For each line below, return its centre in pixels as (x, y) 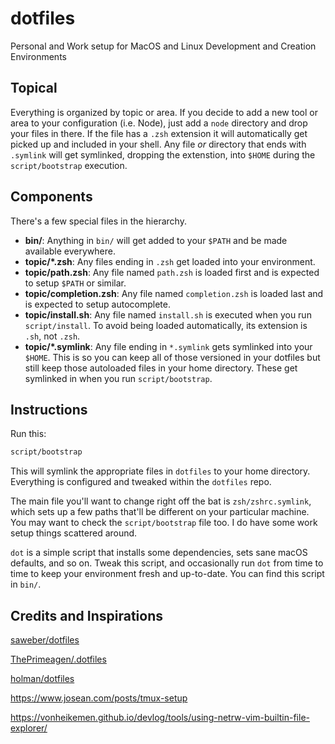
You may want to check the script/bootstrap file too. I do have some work (164, 523)
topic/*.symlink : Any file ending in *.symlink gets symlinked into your (168, 346)
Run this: (28, 434)
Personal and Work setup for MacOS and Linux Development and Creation (163, 46)
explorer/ (29, 728)
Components (51, 197)
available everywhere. (70, 251)
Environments (38, 56)
